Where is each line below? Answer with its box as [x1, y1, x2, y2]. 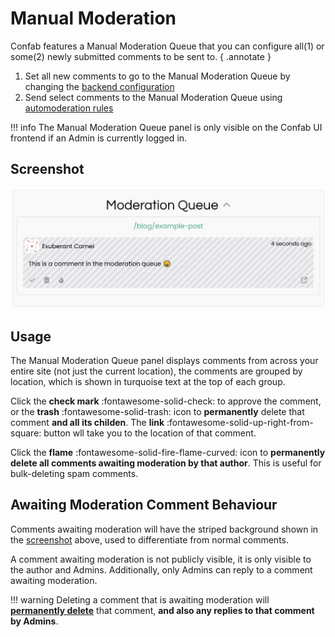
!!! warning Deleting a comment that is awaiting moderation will [10, 593, 270, 606]
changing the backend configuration [24, 80, 175, 92]
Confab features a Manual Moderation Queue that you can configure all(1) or [10, 40, 325, 52]
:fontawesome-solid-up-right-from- [166, 417, 314, 428]
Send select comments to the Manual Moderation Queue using [24, 91, 283, 103]
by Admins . [10, 615, 59, 627]
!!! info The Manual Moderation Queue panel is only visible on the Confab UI [10, 121, 323, 133]
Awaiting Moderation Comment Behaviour [10, 497, 278, 514]
